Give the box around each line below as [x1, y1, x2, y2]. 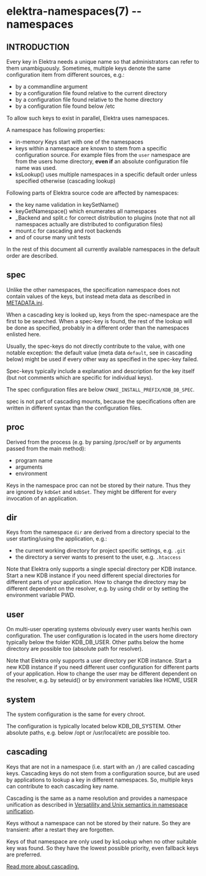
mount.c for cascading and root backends [15, 227, 121, 234]
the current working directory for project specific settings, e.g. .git [15, 547, 186, 555]
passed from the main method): [6, 445, 86, 452]
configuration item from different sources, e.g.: [6, 71, 124, 78]
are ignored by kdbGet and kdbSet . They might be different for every [6, 488, 177, 495]
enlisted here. [6, 330, 41, 338]
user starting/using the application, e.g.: [6, 535, 107, 542]
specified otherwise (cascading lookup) [15, 177, 116, 185]
